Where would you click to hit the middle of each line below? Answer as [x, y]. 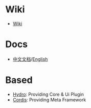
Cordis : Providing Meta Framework [49, 100]
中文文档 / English [30, 59]
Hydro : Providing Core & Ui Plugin [48, 94]
